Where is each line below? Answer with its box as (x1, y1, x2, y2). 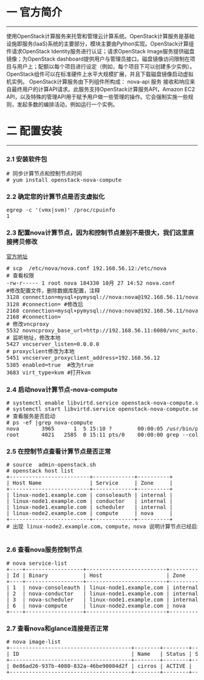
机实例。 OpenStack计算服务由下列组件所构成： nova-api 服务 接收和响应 (6, 78, 190, 85)
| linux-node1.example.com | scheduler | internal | (6, 504, 173, 511)
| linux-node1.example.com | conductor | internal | (6, 498, 173, 505)
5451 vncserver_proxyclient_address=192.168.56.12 (6, 354, 160, 361)
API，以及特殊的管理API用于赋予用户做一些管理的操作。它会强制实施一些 (6, 93, 188, 100)
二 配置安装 (6, 124, 63, 138)
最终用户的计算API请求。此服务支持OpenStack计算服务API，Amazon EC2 (11, 86, 195, 93)
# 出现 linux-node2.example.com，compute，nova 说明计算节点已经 (6, 523, 192, 530)
